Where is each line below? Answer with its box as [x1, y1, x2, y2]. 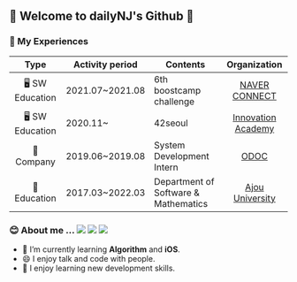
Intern [153, 161, 179, 173]
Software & [153, 187, 201, 199]
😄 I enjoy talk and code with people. [21, 253, 156, 263]
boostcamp [153, 84, 202, 96]
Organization [226, 58, 283, 71]
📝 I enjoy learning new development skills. [21, 263, 175, 273]
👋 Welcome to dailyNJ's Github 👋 [9, 9, 194, 24]
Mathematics [153, 197, 209, 210]
